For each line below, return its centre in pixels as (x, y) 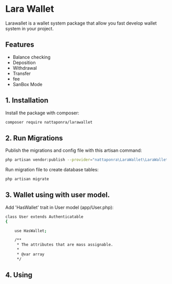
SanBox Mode (27, 84)
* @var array (30, 254)
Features (20, 45)
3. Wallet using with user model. (58, 195)
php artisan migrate (27, 179)
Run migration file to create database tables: (52, 170)
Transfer (22, 73)
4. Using (19, 275)
